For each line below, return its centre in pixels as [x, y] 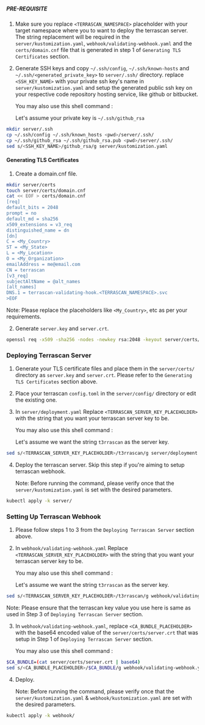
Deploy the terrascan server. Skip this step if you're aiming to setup [100, 465]
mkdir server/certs [31, 185]
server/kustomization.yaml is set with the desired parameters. [94, 490]
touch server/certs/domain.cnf [46, 190]
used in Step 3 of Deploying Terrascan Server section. [75, 614]
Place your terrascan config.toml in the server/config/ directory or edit [106, 394]
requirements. [24, 317]
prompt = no [21, 213]
